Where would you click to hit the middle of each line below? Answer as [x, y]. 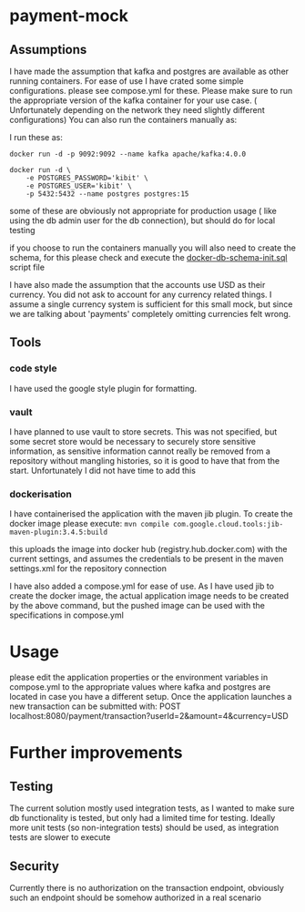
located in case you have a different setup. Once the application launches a [151, 697]
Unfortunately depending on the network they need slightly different [137, 110]
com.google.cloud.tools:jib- [228, 525]
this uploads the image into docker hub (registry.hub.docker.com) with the [148, 549]
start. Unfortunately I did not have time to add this [102, 470]
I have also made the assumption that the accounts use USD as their [137, 285]
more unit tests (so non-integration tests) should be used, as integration [144, 828]
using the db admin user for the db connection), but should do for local [142, 220]
